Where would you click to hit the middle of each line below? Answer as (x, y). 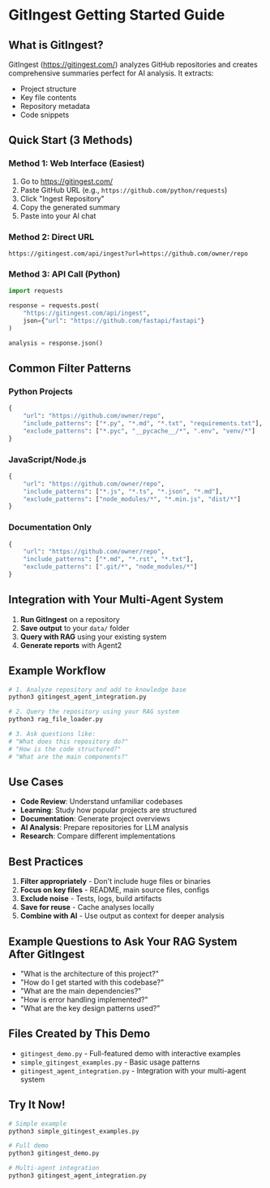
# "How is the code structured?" (65, 749)
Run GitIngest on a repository (70, 619)
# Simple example (38, 1124)
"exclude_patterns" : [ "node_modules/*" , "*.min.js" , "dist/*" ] (132, 499)
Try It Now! (37, 1105)
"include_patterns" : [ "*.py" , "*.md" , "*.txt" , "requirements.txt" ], (143, 423)
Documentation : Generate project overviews (95, 819)
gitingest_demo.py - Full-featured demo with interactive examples (130, 1053)
